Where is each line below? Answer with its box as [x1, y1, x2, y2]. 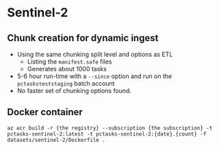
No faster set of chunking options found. [16, 87, 132, 95]
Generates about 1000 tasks [27, 65, 107, 73]
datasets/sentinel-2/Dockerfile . [7, 136, 106, 143]
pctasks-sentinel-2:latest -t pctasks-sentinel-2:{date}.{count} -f [7, 130, 207, 138]
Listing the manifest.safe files [27, 58, 112, 66]
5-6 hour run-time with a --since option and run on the [16, 72, 172, 80]
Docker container [7, 106, 83, 118]
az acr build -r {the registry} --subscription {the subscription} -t [7, 125, 213, 132]
